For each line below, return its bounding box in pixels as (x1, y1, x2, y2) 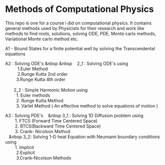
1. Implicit (14, 144, 34, 150)
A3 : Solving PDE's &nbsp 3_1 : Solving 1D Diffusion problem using (5, 112, 144, 118)
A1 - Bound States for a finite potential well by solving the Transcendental (5, 45, 156, 51)
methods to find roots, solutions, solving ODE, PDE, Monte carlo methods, (5, 30, 157, 36)
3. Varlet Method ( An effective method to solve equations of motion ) (16, 103, 158, 109)
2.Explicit (16, 150, 35, 156)
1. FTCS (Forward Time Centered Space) (14, 118, 98, 124)
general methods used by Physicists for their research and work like (5, 25, 145, 31)
